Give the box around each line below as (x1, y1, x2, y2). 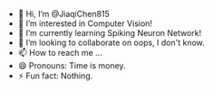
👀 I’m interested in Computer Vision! (17, 18, 152, 29)
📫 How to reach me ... (17, 48, 102, 58)
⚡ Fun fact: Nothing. (17, 70, 93, 81)
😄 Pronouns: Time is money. (17, 60, 126, 71)
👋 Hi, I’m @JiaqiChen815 (17, 9, 111, 19)
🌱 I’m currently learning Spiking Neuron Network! (17, 28, 202, 38)
